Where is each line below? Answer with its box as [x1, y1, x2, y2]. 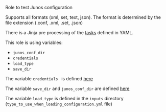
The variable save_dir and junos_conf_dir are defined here [5, 85, 130, 92]
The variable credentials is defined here [5, 76, 93, 81]
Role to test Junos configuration [5, 5, 73, 10]
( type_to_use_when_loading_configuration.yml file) [5, 101, 112, 107]
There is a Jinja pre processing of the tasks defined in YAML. [5, 30, 134, 35]
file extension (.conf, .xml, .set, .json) [5, 20, 83, 26]
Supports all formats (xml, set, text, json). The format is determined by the [5, 14, 161, 20]
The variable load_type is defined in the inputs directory [5, 96, 124, 101]
